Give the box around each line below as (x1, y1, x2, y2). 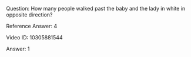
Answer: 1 (6, 45, 30, 52)
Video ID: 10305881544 (6, 34, 63, 41)
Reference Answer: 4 (6, 23, 58, 29)
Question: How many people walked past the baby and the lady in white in (6, 5, 186, 12)
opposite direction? (6, 11, 53, 18)
